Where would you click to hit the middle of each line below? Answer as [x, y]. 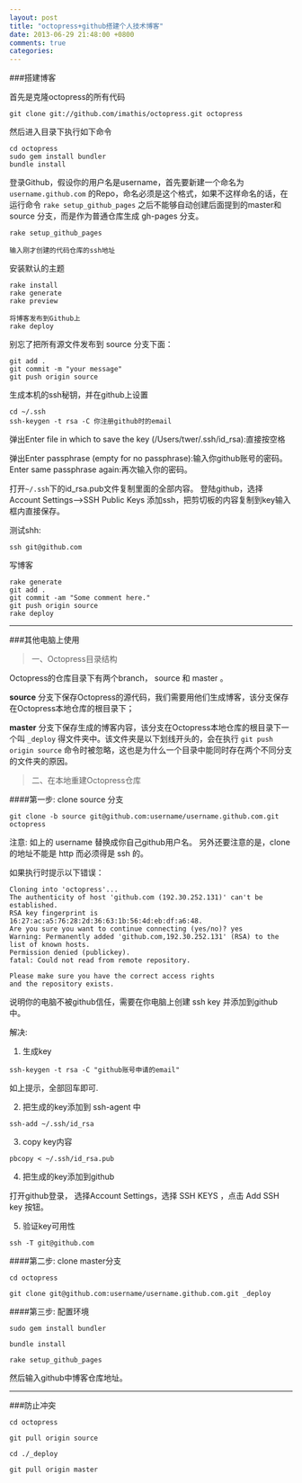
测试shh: [25, 531]
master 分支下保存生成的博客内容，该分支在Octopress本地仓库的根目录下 [145, 728]
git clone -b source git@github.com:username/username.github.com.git [144, 817]
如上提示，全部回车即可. [54, 1088]
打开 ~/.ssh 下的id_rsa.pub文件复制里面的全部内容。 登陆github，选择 [136, 489]
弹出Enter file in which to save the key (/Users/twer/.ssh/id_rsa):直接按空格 [147, 439]
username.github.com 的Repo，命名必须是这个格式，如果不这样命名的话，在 [149, 193]
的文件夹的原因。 [41, 762]
